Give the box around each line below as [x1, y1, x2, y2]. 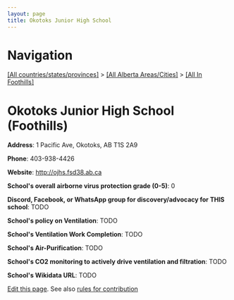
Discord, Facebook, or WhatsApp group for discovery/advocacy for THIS [7, 195, 225, 204]
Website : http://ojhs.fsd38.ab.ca [7, 168, 102, 177]
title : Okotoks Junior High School [7, 17, 112, 24]
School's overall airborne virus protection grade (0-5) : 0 [7, 182, 175, 190]
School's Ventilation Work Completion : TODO [7, 230, 143, 239]
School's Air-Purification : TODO [7, 244, 104, 252]
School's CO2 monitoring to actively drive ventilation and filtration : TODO [7, 258, 227, 266]
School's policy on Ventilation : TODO [7, 216, 118, 225]
